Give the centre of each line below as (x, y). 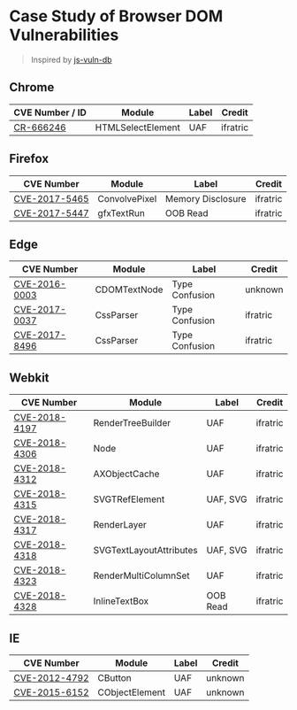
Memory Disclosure (206, 198)
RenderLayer (120, 525)
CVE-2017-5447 (52, 212)
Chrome (32, 87)
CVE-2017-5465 (52, 198)
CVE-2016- (40, 284)
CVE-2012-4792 (52, 678)
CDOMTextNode (129, 289)
